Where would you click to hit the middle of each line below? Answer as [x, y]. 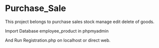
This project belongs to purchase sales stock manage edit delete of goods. [80, 22]
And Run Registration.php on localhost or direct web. [58, 40]
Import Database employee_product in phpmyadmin [57, 31]
